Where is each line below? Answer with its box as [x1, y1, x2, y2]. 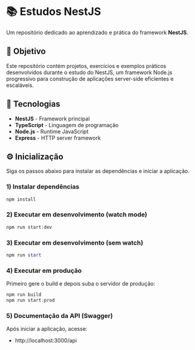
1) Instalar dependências [6, 183, 80, 191]
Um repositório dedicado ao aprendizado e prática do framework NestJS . [6, 28, 188, 36]
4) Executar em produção [6, 266, 82, 275]
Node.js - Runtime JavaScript [14, 128, 89, 135]
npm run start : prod [6, 298, 55, 304]
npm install [6, 196, 36, 202]
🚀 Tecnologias [6, 99, 61, 109]
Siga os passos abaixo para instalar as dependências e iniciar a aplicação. [6, 167, 190, 175]
